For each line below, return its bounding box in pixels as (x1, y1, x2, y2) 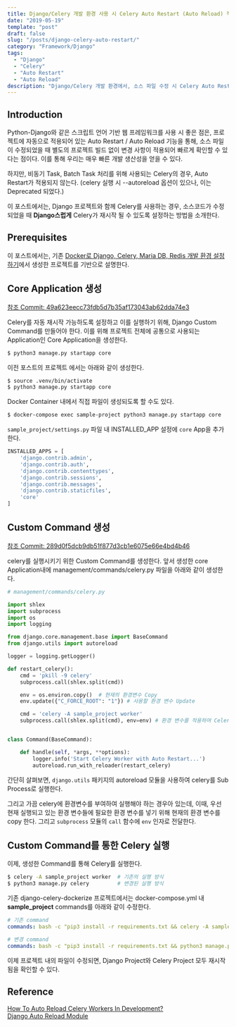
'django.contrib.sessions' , (20, 474, 102, 481)
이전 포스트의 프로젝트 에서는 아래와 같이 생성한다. (7, 363, 145, 371)
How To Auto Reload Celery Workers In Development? (7, 1004, 164, 1013)
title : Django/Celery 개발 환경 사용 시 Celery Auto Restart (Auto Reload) (7, 10, 223, 18)
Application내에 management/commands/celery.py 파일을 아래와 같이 (7, 565, 205, 574)
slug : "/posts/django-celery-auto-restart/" (7, 37, 140, 44)
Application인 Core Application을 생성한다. (7, 336, 128, 344)
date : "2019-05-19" (7, 17, 65, 24)
